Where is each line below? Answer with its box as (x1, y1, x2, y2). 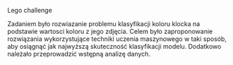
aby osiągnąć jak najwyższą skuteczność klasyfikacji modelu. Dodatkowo (7, 42, 222, 50)
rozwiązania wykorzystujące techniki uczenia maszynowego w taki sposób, (7, 35, 227, 43)
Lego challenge (7, 6, 53, 14)
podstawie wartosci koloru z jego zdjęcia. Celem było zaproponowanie (7, 28, 213, 35)
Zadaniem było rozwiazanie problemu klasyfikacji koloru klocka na (7, 20, 201, 28)
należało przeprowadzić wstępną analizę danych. (7, 49, 150, 58)
